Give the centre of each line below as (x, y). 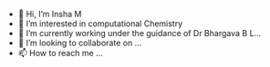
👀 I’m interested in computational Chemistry (100, 24)
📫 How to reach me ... (60, 53)
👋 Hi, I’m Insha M (50, 14)
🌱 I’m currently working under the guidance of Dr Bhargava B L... (140, 33)
